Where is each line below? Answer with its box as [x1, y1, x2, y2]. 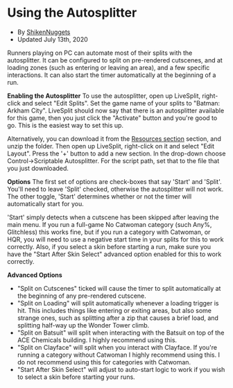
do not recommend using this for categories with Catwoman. [17, 357, 191, 366]
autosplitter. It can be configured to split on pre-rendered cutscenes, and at [7, 56, 223, 64]
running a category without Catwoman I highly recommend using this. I [17, 351, 221, 359]
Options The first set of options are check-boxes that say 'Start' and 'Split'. [7, 177, 222, 185]
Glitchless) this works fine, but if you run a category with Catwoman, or [7, 228, 211, 236]
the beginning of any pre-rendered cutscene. [17, 292, 147, 300]
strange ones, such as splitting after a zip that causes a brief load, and [17, 314, 218, 322]
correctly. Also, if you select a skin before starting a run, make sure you [7, 242, 212, 251]
